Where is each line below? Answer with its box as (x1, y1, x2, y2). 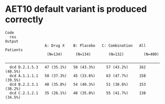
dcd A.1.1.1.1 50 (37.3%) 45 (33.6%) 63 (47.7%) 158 (9, 73, 146, 78)
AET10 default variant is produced (5, 3, 147, 15)
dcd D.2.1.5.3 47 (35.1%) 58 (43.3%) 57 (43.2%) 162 (9, 65, 146, 69)
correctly (5, 14, 44, 25)
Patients (5, 47, 23, 52)
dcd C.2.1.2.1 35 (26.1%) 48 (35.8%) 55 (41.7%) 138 (9, 90, 146, 96)
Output (5, 38, 19, 44)
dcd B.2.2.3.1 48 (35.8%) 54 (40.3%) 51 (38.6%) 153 (9, 82, 146, 87)
